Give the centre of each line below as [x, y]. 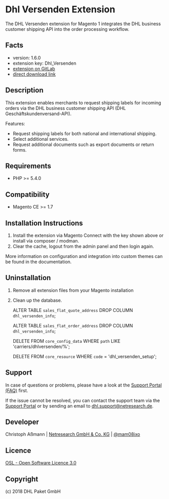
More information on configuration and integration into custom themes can [84, 256]
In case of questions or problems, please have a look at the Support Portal [84, 385]
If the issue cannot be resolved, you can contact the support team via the [83, 400]
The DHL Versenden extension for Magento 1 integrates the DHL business [83, 24]
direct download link [34, 74]
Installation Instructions [44, 223]
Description [24, 90]
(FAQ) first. [17, 390]
